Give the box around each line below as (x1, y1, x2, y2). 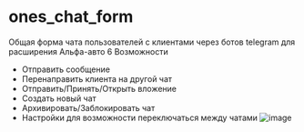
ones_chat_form (8, 6, 134, 27)
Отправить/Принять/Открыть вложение (21, 83, 177, 94)
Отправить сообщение (21, 64, 111, 75)
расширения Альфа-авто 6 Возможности (8, 46, 169, 56)
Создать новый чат (21, 93, 96, 104)
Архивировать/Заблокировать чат (21, 102, 156, 113)
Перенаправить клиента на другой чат (21, 73, 173, 84)
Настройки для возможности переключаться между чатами (21, 112, 258, 123)
